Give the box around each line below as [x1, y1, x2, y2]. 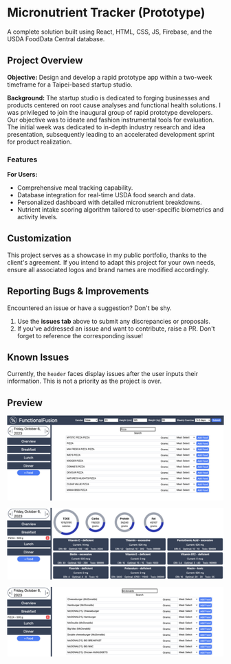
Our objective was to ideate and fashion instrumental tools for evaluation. [7, 115, 214, 124]
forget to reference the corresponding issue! [16, 331, 143, 340]
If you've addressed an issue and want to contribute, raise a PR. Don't [16, 324, 215, 333]
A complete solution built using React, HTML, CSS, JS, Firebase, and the [7, 27, 212, 36]
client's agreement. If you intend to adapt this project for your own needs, [7, 258, 216, 266]
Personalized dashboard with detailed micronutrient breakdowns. [16, 198, 202, 207]
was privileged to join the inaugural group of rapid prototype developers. [7, 108, 213, 116]
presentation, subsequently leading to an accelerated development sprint [7, 130, 215, 138]
